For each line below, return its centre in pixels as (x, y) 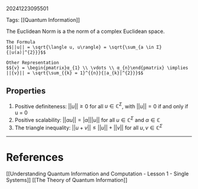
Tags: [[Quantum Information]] (43, 20)
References (35, 157)
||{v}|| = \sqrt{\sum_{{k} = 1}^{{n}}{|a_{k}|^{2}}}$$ (75, 73)
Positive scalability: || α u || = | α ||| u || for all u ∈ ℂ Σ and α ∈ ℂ (87, 120)
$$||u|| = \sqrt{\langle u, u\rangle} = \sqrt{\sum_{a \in (80, 47)
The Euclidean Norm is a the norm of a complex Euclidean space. (85, 31)
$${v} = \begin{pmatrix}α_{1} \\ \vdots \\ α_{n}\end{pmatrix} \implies (97, 68)
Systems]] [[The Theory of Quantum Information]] (67, 180)
